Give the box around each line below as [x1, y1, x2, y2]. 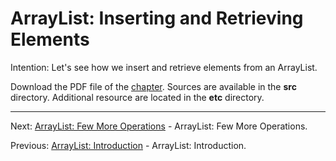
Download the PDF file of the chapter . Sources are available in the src [10, 80, 297, 92]
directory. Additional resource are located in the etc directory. [10, 91, 265, 103]
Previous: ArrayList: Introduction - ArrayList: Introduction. [10, 139, 247, 151]
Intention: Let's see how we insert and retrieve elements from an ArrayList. [10, 61, 318, 73]
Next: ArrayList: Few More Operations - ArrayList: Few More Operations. [10, 120, 308, 132]
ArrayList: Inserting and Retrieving [10, 7, 304, 30]
